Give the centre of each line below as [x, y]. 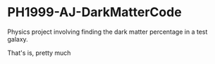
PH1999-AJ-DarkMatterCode [94, 12]
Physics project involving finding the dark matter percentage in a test [107, 32]
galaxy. [18, 39]
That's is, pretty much [39, 53]
